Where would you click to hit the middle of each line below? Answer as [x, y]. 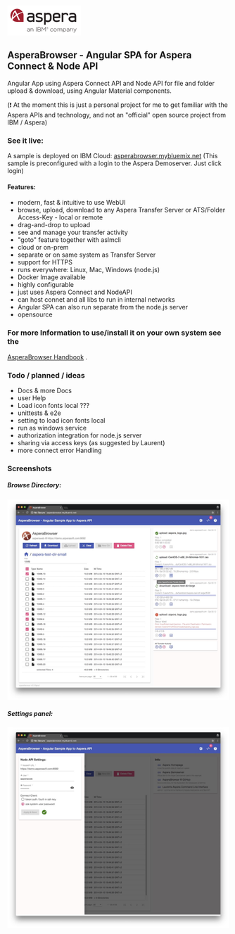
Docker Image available [51, 277]
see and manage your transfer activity [72, 232]
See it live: [25, 141]
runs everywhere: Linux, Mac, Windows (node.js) [89, 270]
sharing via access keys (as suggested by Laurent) [91, 442]
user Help [32, 398]
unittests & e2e [39, 413]
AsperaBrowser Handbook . [47, 357]
